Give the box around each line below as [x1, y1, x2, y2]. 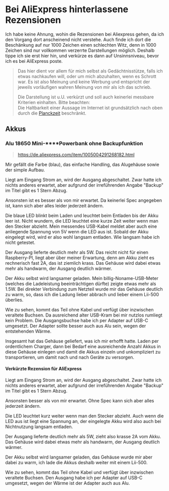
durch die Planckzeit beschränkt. [17, 110, 87, 116]
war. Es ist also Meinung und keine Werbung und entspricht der [17, 79, 150, 85]
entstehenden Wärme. [5, 328, 52, 334]
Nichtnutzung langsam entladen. [5, 424, 73, 430]
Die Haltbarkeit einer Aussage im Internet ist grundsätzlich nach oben [17, 104, 163, 111]
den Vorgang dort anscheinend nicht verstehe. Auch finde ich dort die [5, 37, 151, 43]
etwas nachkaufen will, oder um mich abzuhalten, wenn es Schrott [17, 73, 157, 79]
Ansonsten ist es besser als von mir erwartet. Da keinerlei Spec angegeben [5, 197, 162, 203]
